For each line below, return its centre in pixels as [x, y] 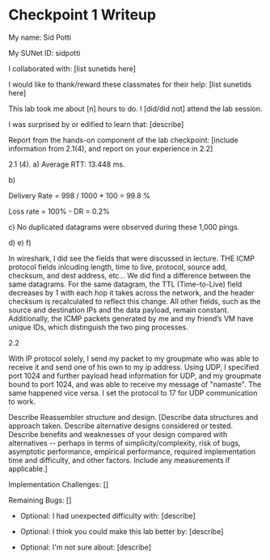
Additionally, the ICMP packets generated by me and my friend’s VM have [131, 318]
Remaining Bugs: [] [40, 500]
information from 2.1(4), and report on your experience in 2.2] [111, 148]
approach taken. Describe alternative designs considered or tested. [120, 426]
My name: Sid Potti [40, 37]
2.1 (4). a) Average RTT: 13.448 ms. [67, 164]
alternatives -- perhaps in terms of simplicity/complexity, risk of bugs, [124, 443]
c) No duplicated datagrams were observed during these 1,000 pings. [124, 227]
